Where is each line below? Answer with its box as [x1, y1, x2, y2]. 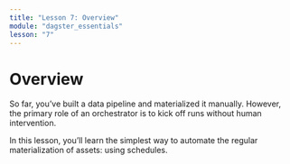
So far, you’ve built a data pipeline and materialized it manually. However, [9, 98, 282, 109]
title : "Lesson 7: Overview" [9, 13, 119, 23]
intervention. [9, 118, 57, 129]
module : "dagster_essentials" [9, 22, 124, 31]
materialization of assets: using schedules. [9, 145, 168, 156]
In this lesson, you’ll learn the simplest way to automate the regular [9, 135, 258, 146]
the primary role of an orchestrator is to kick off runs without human [9, 108, 262, 119]
